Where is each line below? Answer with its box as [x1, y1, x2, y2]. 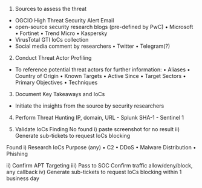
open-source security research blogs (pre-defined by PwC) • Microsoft [15, 24, 194, 30]
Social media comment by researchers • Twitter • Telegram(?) [15, 42, 171, 50]
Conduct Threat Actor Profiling [15, 54, 92, 61]
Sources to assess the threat [15, 5, 86, 12]
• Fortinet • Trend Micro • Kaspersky [15, 30, 108, 37]
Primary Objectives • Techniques [15, 79, 98, 86]
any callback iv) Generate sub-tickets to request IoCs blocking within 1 [6, 169, 182, 175]
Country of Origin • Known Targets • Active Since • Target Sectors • [15, 73, 186, 79]
